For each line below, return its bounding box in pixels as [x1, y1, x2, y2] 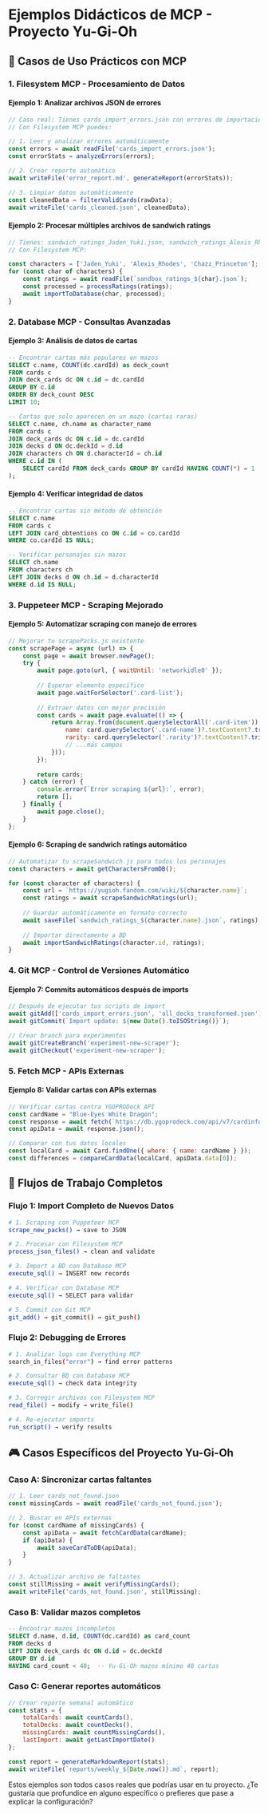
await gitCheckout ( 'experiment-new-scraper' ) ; [8, 1046, 166, 1054]
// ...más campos [65, 741, 124, 749]
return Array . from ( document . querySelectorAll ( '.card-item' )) [50, 718, 259, 727]
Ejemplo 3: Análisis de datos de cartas [8, 336, 138, 346]
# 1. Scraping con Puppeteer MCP [8, 1219, 120, 1227]
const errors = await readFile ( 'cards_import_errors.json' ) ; [8, 145, 216, 153]
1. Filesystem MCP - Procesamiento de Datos [8, 78, 186, 89]
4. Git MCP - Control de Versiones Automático [8, 965, 190, 976]
